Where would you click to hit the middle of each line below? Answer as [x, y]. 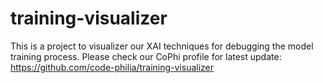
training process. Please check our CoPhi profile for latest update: [146, 56]
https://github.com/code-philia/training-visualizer [112, 67]
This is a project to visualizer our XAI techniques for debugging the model [162, 46]
